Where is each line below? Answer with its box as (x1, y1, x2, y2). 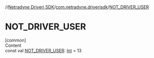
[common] (5, 37, 26, 43)
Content (5, 42, 22, 48)
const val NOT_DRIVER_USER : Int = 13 (5, 47, 82, 53)
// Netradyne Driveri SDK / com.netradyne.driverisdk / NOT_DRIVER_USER (5, 4, 149, 10)
